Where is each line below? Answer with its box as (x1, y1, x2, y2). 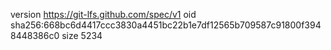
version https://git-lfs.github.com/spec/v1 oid (10, 9, 197, 20)
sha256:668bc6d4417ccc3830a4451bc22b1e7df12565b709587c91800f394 (10, 19, 322, 31)
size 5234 (61, 30, 103, 41)
